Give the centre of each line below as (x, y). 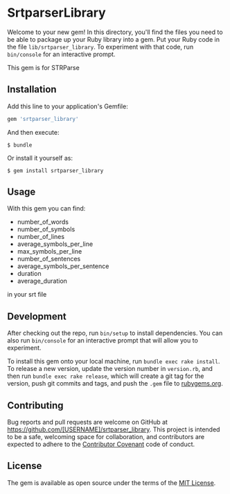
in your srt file (27, 295)
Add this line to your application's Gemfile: (68, 106)
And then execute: (33, 132)
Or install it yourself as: (40, 158)
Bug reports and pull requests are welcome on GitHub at (88, 422)
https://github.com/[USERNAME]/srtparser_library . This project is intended (114, 429)
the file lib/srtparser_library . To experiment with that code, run (100, 47)
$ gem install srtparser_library (55, 171)
